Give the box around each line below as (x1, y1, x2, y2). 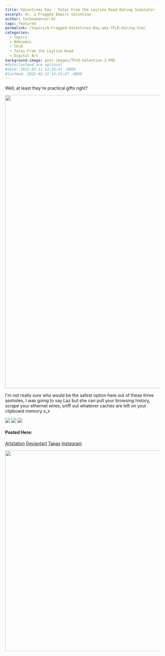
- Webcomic (9, 40, 32, 44)
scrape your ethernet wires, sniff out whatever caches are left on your (5, 403, 147, 409)
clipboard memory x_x (5, 408, 50, 414)
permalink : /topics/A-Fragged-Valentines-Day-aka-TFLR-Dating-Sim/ (5, 26, 146, 31)
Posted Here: (5, 429, 33, 435)
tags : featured (5, 21, 36, 26)
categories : (5, 30, 29, 35)
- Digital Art (9, 53, 38, 58)
